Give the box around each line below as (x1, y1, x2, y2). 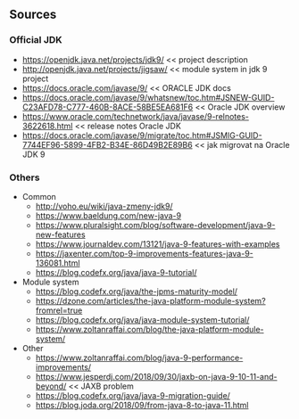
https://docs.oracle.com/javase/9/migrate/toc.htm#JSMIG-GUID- (21, 129, 262, 141)
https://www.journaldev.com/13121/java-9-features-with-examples (35, 238, 280, 249)
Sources (9, 7, 57, 22)
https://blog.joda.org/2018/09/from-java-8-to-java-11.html (35, 399, 249, 410)
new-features (35, 229, 87, 240)
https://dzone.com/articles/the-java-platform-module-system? (35, 295, 266, 306)
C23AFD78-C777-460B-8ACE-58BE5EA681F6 (21, 102, 194, 112)
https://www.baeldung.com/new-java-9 (35, 209, 181, 221)
